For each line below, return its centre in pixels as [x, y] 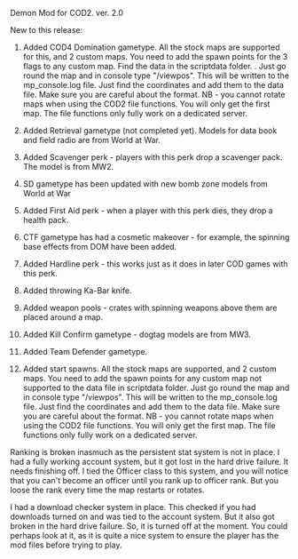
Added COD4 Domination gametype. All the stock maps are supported [151, 47]
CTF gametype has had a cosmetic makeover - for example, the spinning [156, 237]
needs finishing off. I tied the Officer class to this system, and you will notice [149, 471]
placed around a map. [63, 317]
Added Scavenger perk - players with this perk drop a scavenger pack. [153, 157]
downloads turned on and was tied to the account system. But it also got [142, 516]
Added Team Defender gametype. [85, 351]
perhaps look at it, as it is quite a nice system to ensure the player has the [145, 535]
